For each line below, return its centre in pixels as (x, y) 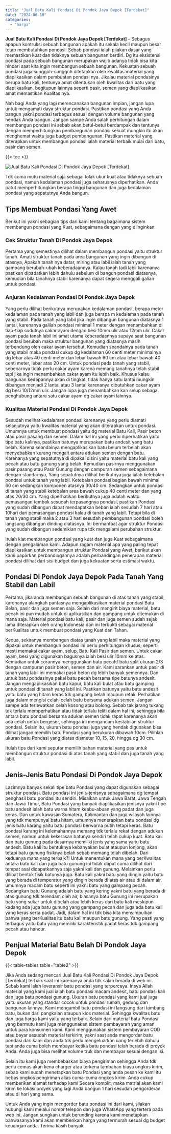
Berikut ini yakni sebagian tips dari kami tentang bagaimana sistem (75, 221)
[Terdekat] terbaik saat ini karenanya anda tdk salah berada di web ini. (79, 981)
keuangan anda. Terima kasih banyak (44, 1126)
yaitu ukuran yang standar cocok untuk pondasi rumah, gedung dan (77, 1002)
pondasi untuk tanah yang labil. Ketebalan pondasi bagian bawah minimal (82, 480)
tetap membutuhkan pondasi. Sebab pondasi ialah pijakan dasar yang (79, 50)
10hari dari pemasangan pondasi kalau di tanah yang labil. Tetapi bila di (80, 513)
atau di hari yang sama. (30, 1094)
